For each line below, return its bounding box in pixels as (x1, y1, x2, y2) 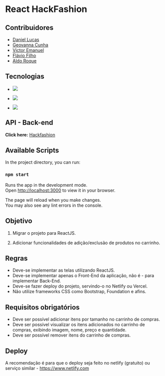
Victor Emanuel (12, 47, 44, 53)
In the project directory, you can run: (5, 159, 80, 165)
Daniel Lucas (12, 36, 39, 42)
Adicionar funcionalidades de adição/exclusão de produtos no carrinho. (12, 240, 160, 246)
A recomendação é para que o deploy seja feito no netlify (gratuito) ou (5, 360, 150, 366)
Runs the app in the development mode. (5, 182, 87, 188)
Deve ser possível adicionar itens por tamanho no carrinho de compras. (12, 316, 160, 323)
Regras (5, 254, 28, 263)
